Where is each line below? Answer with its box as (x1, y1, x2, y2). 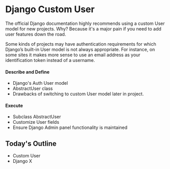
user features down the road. (5, 31, 66, 37)
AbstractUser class (12, 85, 53, 92)
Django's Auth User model (12, 80, 68, 86)
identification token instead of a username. (5, 57, 95, 63)
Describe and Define (5, 69, 50, 75)
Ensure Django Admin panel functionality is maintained (12, 124, 128, 130)
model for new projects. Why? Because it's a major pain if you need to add (5, 25, 162, 31)
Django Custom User (5, 4, 95, 15)
